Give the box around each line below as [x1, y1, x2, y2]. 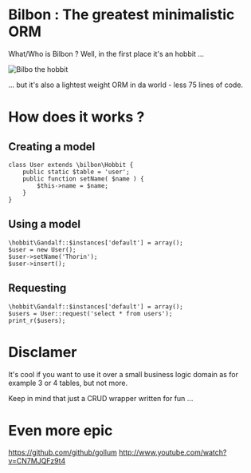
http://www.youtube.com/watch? [118, 447, 227, 457]
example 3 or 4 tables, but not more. [8, 378, 128, 388]
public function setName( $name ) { [22, 174, 145, 183]
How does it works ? [8, 108, 145, 126]
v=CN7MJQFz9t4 [8, 456, 66, 466]
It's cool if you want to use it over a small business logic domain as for [8, 369, 239, 379]
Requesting [8, 281, 67, 295]
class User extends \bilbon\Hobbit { [8, 161, 134, 169]
